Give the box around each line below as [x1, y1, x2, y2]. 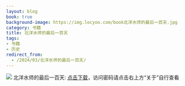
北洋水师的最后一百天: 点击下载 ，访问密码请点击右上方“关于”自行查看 [13, 74, 180, 81]
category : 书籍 [6, 24, 41, 31]
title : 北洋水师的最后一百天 [6, 30, 68, 36]
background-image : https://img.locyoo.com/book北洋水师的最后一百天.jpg [6, 19, 178, 25]
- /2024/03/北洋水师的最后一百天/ [11, 57, 86, 63]
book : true [6, 14, 33, 20]
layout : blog [6, 8, 38, 15]
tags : [6, 35, 19, 41]
